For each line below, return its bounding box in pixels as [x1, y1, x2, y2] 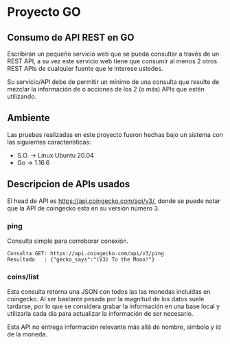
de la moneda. [7, 330, 48, 338]
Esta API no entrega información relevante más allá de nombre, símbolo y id [7, 323, 221, 331]
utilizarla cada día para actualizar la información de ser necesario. [7, 310, 194, 318]
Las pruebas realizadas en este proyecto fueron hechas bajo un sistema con [7, 130, 223, 138]
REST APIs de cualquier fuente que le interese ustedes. [7, 65, 163, 72]
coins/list [7, 272, 39, 281]
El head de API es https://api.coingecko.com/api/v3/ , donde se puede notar [7, 197, 221, 205]
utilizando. [7, 92, 36, 100]
